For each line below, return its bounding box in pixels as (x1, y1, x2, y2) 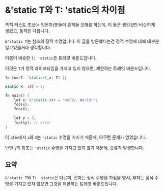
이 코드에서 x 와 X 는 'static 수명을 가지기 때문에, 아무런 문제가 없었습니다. (5, 134, 146, 140)
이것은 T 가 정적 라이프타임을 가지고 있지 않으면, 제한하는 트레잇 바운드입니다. (5, 65, 151, 71)
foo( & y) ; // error (14, 120, 52, 126)
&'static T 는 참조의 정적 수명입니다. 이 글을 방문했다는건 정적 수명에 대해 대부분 (5, 38, 160, 44)
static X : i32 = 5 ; (5, 84, 45, 89)
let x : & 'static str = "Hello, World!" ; (14, 97, 98, 102)
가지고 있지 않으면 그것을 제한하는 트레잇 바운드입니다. (14, 181, 118, 187)
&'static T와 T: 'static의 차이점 (5, 4, 125, 16)
